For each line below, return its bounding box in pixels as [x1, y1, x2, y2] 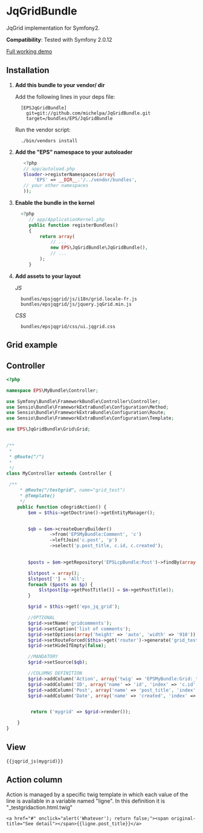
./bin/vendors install [21, 137, 78, 143]
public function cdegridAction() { [17, 504, 107, 510]
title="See [6, 820, 34, 827]
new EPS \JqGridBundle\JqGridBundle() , [50, 245, 148, 251]
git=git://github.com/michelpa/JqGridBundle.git [26, 110, 151, 116]
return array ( [39, 233, 76, 240]
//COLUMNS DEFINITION [28, 670, 83, 676]
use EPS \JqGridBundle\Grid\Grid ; [6, 426, 91, 432]
